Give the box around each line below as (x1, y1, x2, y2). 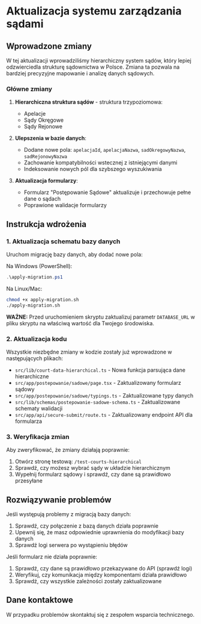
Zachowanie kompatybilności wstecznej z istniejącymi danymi (23, 159, 178, 166)
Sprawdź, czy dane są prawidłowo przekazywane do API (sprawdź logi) (14, 565, 193, 572)
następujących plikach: (6, 354, 63, 362)
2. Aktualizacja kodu (6, 334, 67, 343)
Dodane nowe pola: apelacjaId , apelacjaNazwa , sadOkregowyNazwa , (23, 146, 186, 154)
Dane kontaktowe (6, 595, 73, 605)
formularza (14, 417, 43, 425)
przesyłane (14, 477, 43, 484)
